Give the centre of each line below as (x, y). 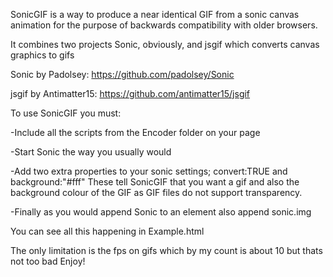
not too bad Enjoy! (48, 261)
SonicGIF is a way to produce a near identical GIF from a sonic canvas (155, 14)
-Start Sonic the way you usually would (91, 152)
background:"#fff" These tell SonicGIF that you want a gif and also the (155, 182)
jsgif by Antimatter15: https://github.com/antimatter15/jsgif (130, 93)
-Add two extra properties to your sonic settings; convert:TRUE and (149, 171)
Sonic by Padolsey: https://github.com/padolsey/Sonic (122, 74)
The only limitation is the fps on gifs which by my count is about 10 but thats (166, 250)
